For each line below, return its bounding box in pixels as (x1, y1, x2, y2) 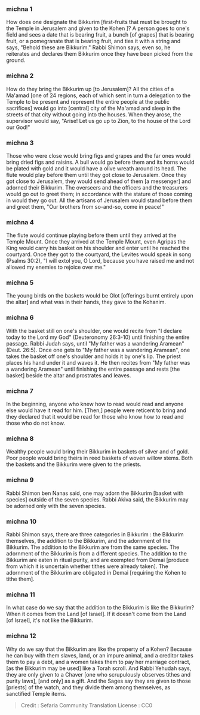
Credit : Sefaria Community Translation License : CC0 (20, 701, 153, 709)
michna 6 (6, 314, 34, 322)
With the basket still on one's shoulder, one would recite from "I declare (6, 327, 182, 334)
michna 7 (6, 386, 34, 395)
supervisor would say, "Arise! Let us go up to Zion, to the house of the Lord (6, 117, 191, 124)
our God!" (6, 124, 30, 131)
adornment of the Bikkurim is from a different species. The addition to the (6, 549, 187, 557)
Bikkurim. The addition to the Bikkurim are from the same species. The (6, 543, 180, 551)
